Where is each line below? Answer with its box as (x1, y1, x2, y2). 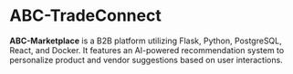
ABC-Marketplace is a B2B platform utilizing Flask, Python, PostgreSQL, (9, 35, 283, 46)
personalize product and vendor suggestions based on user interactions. (9, 54, 283, 65)
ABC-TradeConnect (9, 5, 162, 26)
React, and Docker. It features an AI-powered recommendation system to (9, 44, 285, 55)
